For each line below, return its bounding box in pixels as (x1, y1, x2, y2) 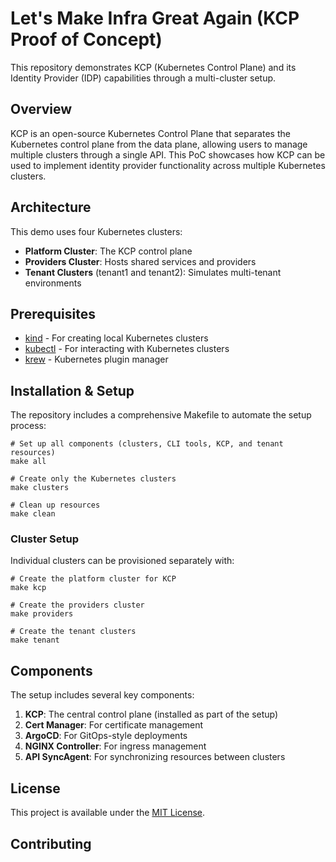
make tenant (10, 635, 60, 646)
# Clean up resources (10, 500, 101, 511)
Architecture (10, 199, 92, 216)
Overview (10, 101, 73, 118)
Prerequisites (10, 305, 96, 322)
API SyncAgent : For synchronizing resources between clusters (24, 751, 286, 763)
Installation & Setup (10, 382, 135, 399)
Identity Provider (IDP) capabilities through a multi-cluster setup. (10, 72, 277, 84)
